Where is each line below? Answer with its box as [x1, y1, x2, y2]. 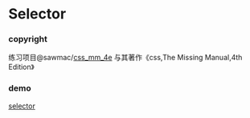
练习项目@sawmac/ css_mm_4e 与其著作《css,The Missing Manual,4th [8, 53, 243, 63]
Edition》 [8, 62, 35, 72]
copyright [8, 34, 48, 45]
